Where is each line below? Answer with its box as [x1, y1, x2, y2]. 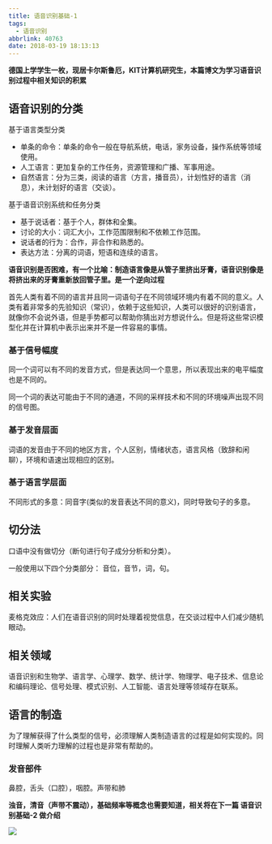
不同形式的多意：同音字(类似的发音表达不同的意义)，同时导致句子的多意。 [8, 497, 255, 506]
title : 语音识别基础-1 [8, 11, 78, 20]
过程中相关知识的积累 [15, 75, 87, 85]
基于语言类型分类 [8, 124, 66, 134]
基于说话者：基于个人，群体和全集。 [19, 217, 142, 226]
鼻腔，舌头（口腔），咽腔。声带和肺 [8, 783, 125, 793]
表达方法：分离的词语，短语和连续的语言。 [19, 247, 163, 256]
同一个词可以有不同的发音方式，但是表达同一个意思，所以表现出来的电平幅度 [8, 364, 264, 374]
